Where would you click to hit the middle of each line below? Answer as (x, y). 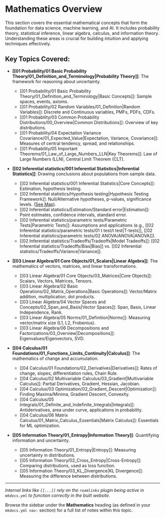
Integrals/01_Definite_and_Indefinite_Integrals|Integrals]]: (77, 404)
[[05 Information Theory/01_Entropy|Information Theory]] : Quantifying (85, 435)
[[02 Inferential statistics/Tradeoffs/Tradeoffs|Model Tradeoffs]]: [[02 (90, 241)
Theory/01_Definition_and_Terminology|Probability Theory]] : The (80, 76)
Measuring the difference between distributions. (68, 476)
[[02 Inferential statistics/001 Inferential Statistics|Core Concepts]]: (87, 183)
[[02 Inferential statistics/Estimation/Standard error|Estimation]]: (84, 209)
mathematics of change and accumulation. (55, 358)
